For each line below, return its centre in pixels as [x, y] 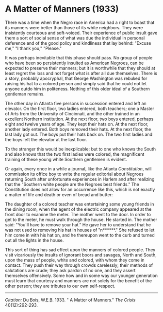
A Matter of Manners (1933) [62, 9]
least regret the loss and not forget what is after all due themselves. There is [81, 73]
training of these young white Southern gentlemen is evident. [66, 159]
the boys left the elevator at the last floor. [46, 139]
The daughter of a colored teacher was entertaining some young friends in [80, 204]
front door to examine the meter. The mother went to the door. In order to [78, 214]
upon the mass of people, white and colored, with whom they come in [75, 260]
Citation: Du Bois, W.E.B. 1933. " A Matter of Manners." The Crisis [70, 300]
